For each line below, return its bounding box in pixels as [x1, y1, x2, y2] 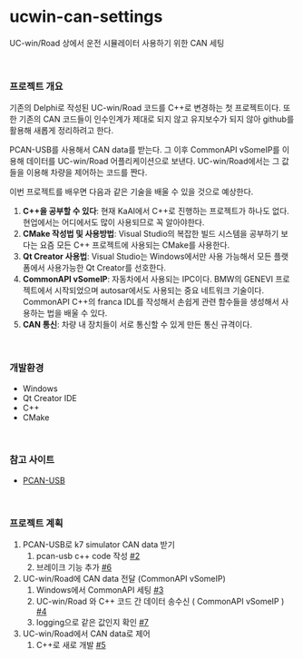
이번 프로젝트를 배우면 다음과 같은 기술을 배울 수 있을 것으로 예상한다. [9, 186, 254, 197]
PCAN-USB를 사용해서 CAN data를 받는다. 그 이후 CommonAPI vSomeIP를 [9, 144, 280, 155]
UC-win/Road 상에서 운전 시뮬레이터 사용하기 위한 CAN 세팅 [9, 37, 225, 48]
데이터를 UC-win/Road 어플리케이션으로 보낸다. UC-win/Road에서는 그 [25, 156, 280, 167]
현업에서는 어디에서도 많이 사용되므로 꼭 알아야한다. [22, 217, 205, 228]
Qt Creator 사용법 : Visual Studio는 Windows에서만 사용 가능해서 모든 [22, 251, 272, 262]
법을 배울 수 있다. [46, 308, 108, 319]
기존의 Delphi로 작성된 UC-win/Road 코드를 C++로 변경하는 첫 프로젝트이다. [9, 103, 281, 113]
